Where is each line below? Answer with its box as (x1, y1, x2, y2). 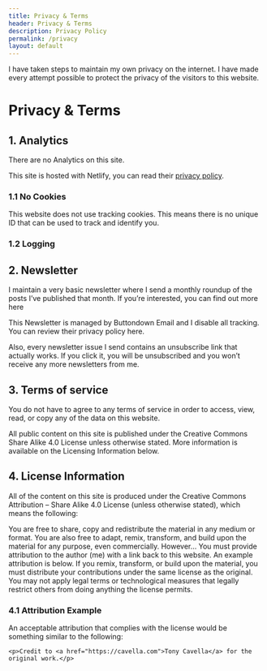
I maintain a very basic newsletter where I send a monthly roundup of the (8, 285, 253, 295)
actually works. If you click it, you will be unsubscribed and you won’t (8, 351, 241, 361)
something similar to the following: (8, 632, 123, 642)
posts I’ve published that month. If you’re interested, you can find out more (8, 294, 258, 303)
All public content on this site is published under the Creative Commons (8, 428, 248, 438)
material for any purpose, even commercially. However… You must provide (8, 541, 257, 551)
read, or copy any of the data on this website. (8, 413, 161, 423)
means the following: (8, 508, 79, 518)
